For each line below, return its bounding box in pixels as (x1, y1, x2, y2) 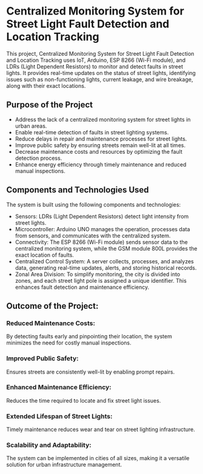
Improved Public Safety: (6, 354, 79, 363)
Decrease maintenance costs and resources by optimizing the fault (15, 148, 183, 155)
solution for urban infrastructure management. (6, 461, 122, 469)
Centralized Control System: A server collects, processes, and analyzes (15, 257, 194, 265)
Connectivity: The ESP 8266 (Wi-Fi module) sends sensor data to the (15, 238, 188, 246)
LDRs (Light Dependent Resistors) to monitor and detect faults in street (6, 62, 184, 70)
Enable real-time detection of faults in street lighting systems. (15, 128, 169, 136)
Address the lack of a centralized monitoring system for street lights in (15, 116, 191, 123)
